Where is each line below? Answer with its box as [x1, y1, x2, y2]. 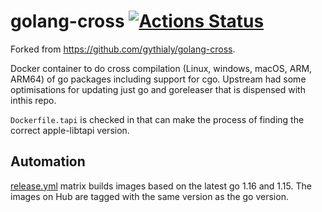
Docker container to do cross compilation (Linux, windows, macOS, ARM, [10, 62, 313, 74]
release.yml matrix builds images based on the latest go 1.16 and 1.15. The [10, 180, 312, 192]
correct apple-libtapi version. [10, 124, 130, 136]
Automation [10, 153, 86, 170]
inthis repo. [10, 94, 57, 106]
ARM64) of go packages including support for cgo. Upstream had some [10, 73, 307, 85]
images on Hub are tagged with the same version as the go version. [10, 190, 289, 202]
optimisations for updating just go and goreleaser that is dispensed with [10, 83, 306, 95]
